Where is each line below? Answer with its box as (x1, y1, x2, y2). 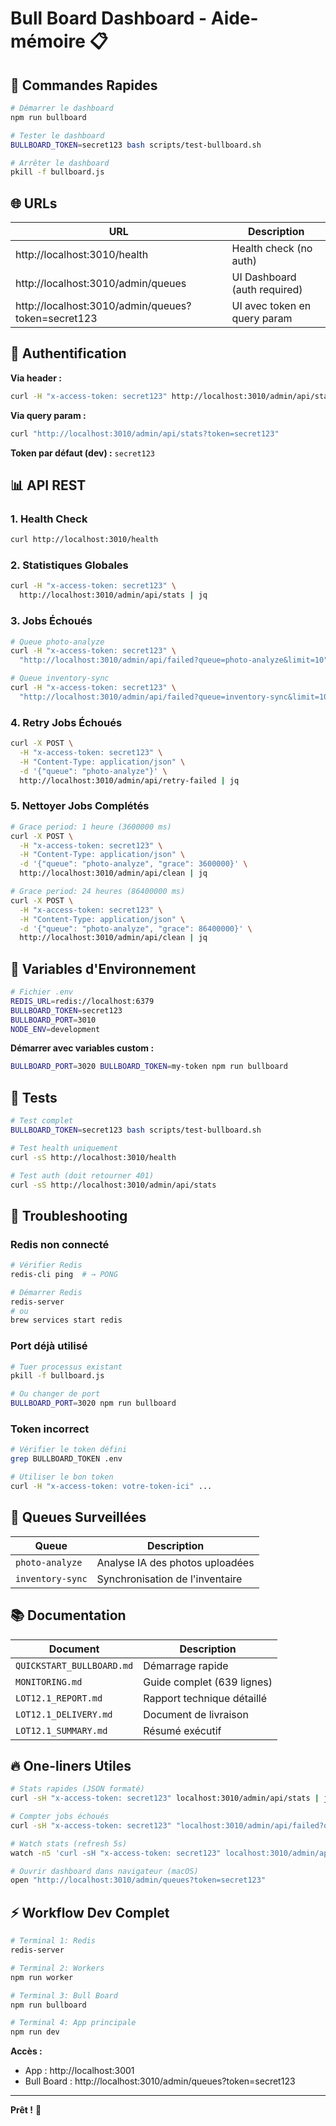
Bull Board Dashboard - (10, 7, 208, 30)
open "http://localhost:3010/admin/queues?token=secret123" (10, 1875, 267, 1886)
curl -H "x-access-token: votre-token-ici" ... (10, 1482, 213, 1492)
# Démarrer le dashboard (10, 103, 114, 113)
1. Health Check (10, 512, 88, 526)
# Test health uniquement (10, 1143, 118, 1153)
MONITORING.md (15, 1676, 83, 1687)
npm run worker (10, 1972, 74, 1982)
